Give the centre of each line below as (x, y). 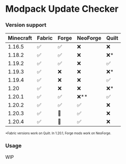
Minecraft (20, 38)
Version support (26, 25)
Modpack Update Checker (62, 9)
